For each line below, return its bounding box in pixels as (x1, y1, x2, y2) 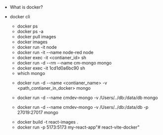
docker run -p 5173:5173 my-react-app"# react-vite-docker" (17, 124, 140, 130)
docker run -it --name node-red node (17, 49, 94, 55)
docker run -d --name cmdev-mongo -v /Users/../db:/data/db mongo (17, 95, 158, 101)
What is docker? (9, 4, 43, 10)
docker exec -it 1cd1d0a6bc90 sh (17, 65, 85, 71)
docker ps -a (17, 29, 43, 34)
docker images (17, 39, 48, 45)
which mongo (17, 70, 45, 76)
